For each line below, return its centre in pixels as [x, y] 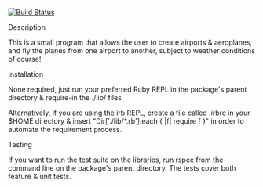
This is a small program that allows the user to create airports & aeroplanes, [130, 42]
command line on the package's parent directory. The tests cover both [122, 168]
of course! [25, 59]
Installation [26, 74]
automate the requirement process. [65, 129]
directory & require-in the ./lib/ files [65, 97]
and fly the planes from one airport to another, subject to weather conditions [131, 50]
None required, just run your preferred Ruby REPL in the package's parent [128, 89]
